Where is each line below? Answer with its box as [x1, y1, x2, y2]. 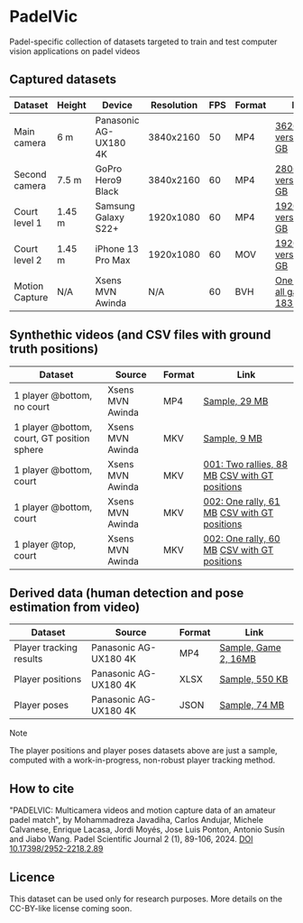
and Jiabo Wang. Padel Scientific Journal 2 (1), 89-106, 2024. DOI [9, 834, 253, 845]
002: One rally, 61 [203, 494, 281, 507]
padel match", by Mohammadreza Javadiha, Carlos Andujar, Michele [9, 815, 264, 826]
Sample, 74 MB [219, 699, 285, 712]
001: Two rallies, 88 [203, 457, 289, 470]
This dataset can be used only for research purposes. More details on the [9, 893, 282, 904]
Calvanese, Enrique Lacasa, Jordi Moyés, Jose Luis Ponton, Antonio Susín [9, 824, 286, 835]
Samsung [95, 199, 135, 212]
